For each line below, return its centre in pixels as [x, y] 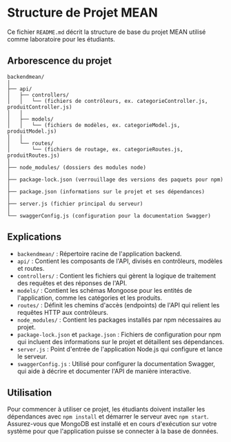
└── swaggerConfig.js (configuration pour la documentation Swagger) [109, 215]
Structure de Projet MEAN [83, 13]
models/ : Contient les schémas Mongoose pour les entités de [104, 290]
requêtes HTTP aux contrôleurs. [63, 312]
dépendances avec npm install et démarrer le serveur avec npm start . [108, 416]
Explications [34, 237]
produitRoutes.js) [33, 155]
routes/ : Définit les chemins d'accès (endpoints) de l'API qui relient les [118, 305]
